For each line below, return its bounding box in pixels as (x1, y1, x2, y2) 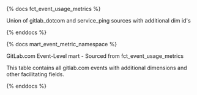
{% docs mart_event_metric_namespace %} (6, 41, 117, 47)
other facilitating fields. (6, 71, 65, 78)
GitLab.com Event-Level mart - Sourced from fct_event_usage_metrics (6, 52, 184, 60)
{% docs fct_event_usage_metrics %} (6, 5, 101, 12)
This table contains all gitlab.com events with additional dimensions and (6, 64, 188, 71)
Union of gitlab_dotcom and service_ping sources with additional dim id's (6, 17, 191, 24)
